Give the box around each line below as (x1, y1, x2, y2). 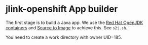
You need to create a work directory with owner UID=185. (5, 34, 122, 40)
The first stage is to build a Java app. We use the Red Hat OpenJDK (5, 20, 143, 25)
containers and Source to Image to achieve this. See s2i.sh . (5, 24, 128, 30)
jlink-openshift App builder (5, 3, 118, 15)
